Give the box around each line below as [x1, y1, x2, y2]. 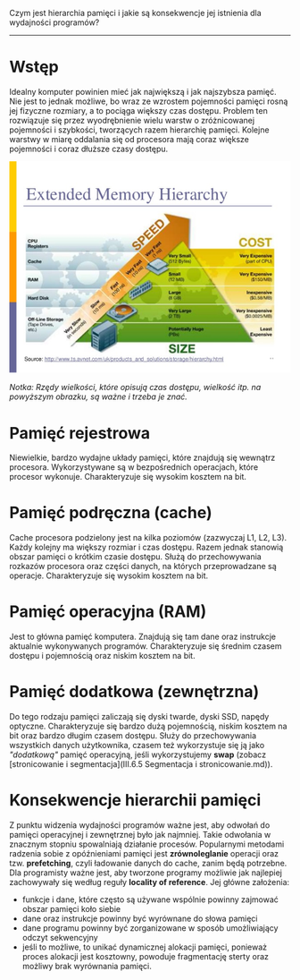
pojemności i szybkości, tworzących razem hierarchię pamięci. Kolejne [9, 124, 270, 135]
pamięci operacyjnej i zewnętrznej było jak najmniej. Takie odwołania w [9, 830, 271, 840]
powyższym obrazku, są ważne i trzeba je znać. [9, 391, 187, 402]
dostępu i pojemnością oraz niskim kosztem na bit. [9, 651, 196, 661]
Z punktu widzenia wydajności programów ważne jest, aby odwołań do [9, 820, 271, 831]
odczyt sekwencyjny [21, 933, 98, 943]
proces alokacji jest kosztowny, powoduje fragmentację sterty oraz [21, 951, 270, 962]
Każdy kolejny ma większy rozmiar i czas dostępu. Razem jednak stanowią [9, 541, 284, 553]
